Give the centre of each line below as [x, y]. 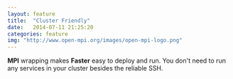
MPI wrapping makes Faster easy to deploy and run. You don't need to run [116, 60]
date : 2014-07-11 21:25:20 [50, 27]
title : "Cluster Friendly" [49, 21]
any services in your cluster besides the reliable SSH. [85, 68]
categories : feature [38, 34]
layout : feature [31, 14]
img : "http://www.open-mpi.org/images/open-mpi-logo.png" [95, 41]
